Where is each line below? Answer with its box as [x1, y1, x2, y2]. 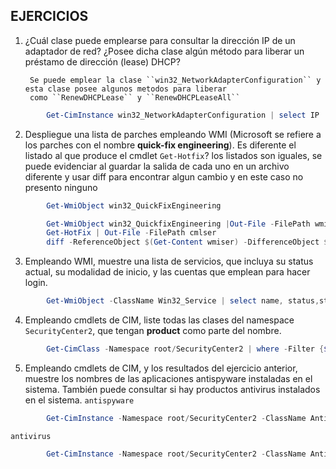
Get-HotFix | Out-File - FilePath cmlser [46, 228, 217, 238]
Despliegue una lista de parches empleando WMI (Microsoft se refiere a [24, 128, 322, 140]
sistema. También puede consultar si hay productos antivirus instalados [24, 383, 321, 395]
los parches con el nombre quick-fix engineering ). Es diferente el [24, 139, 297, 151]
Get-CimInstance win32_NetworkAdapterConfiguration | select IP [46, 110, 320, 120]
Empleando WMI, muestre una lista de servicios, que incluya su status [24, 255, 314, 268]
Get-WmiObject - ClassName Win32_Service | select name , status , [46, 296, 320, 306]
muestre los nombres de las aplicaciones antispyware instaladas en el [24, 372, 313, 384]
